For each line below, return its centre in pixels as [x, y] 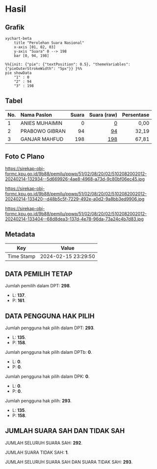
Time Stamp [22, 256]
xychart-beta [18, 38]
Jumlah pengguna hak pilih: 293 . [39, 401]
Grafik [15, 27]
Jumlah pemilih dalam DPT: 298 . [38, 286]
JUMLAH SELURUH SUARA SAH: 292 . [44, 443]
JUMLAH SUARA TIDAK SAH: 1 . [37, 452]
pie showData [18, 73]
